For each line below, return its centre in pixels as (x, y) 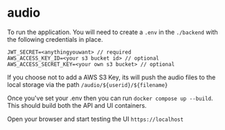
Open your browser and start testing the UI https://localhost (96, 119)
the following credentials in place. (55, 39)
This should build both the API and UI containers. (77, 105)
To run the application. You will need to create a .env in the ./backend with (112, 32)
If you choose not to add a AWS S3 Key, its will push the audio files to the (111, 77)
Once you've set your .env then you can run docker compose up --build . (110, 98)
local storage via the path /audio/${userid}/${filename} (88, 84)
